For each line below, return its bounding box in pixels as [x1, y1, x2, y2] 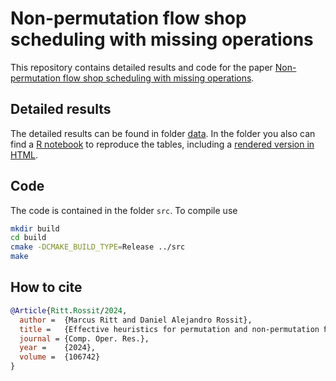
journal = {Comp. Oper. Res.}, [19, 333, 150, 344]
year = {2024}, [19, 343, 97, 353]
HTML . [10, 148, 39, 161]
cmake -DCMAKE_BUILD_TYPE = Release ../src [10, 242, 186, 252]
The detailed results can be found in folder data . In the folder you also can [10, 127, 316, 139]
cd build [10, 233, 47, 243]
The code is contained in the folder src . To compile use [10, 204, 238, 216]
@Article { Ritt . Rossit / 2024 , [10, 305, 128, 316]
